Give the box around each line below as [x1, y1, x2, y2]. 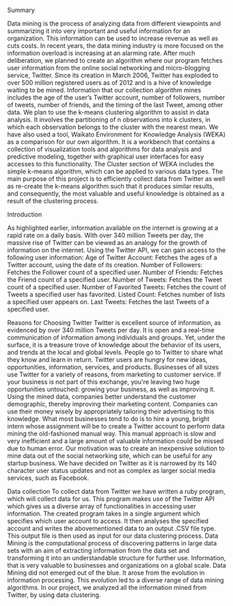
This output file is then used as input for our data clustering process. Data [7, 532, 219, 540]
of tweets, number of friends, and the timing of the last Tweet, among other [7, 101, 224, 109]
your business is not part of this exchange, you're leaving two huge [7, 378, 200, 385]
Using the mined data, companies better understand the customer [7, 392, 197, 401]
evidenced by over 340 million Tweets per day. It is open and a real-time [7, 326, 215, 334]
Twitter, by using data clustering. [7, 591, 101, 599]
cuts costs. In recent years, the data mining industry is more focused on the [7, 42, 224, 49]
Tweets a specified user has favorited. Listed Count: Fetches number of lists [7, 290, 225, 298]
